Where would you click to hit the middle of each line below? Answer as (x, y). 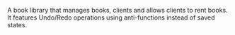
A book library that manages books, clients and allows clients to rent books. (117, 10)
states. (17, 25)
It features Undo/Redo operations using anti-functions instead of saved (111, 17)
